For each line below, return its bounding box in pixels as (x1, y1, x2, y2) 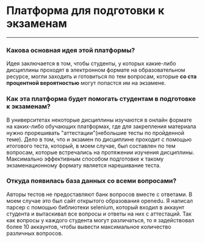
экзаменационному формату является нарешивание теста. (6, 161, 161, 169)
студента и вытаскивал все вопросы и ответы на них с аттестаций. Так (6, 210, 192, 217)
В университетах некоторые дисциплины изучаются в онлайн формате (6, 116, 192, 123)
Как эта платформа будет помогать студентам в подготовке (6, 95, 196, 103)
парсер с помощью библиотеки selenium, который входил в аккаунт (6, 203, 185, 211)
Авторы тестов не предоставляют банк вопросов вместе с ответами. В (6, 190, 193, 198)
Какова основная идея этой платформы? (6, 46, 135, 54)
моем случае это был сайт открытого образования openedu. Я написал (6, 197, 193, 205)
